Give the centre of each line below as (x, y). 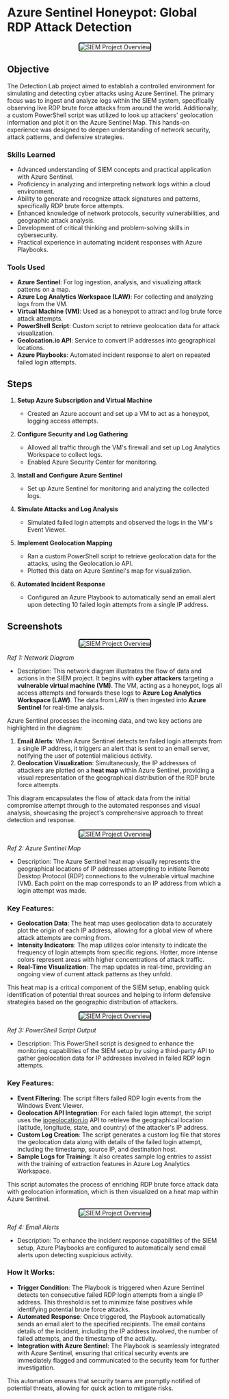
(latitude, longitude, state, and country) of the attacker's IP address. (112, 1127)
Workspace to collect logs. (65, 455)
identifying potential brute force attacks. (73, 1309)
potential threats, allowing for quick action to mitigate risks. (90, 1388)
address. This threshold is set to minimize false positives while (105, 1302)
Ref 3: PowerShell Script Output (52, 1030)
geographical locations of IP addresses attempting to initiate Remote (113, 869)
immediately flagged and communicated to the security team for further (118, 1360)
